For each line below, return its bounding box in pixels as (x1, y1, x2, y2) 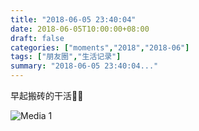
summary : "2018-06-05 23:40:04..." (10, 61, 159, 71)
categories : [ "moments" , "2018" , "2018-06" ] (10, 42, 190, 53)
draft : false (10, 33, 65, 43)
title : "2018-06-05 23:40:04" (10, 14, 137, 25)
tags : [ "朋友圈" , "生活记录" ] (10, 52, 122, 62)
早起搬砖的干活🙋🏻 (10, 90, 84, 101)
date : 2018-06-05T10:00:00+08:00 (10, 24, 150, 34)
